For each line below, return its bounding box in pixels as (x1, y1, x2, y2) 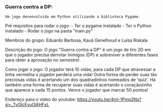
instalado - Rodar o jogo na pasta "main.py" (5, 28, 93, 34)
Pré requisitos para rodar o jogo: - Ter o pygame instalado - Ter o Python (5, 23, 152, 29)
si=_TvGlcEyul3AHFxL (5, 102, 49, 108)
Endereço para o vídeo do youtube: (5, 96, 77, 102)
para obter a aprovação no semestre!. (5, 57, 81, 63)
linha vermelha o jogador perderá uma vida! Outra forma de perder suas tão (5, 72, 158, 78)
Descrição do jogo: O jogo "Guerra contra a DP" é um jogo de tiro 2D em (5, 47, 151, 53)
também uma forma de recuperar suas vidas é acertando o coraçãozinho (5, 82, 152, 88)
